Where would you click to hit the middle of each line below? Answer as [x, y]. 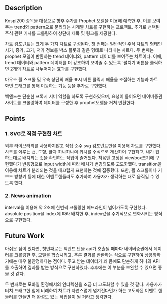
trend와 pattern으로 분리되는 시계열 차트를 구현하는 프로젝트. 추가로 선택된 [87, 27]
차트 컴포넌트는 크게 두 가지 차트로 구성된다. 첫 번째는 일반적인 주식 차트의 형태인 [83, 44]
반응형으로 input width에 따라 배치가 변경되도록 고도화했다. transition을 [92, 164]
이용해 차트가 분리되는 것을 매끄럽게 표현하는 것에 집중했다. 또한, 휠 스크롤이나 [81, 170]
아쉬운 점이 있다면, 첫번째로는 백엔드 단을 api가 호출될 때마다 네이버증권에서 [79, 248]
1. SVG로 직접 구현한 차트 [34, 134]
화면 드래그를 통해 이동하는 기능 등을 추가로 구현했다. [56, 85]
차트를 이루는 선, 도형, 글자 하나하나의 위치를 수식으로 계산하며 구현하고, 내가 [80, 152]
